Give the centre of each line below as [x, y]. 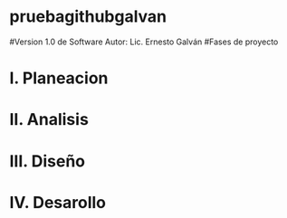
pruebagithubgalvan [88, 17]
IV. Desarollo [58, 202]
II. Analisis [49, 120]
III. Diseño [48, 161]
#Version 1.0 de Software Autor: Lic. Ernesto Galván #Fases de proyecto [144, 42]
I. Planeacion [59, 78]
